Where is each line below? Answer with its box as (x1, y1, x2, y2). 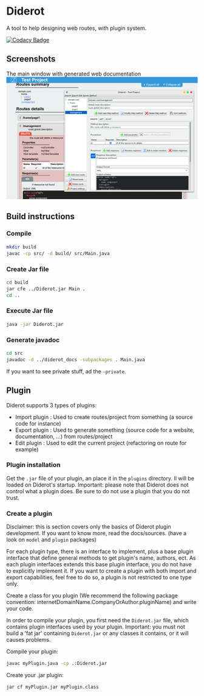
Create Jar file (6, 265, 50, 273)
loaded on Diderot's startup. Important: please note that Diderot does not (6, 481, 189, 488)
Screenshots (6, 54, 56, 65)
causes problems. (6, 636, 51, 644)
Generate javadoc (6, 336, 60, 344)
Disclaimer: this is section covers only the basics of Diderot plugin (6, 523, 171, 530)
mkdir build (6, 244, 36, 250)
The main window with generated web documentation (6, 70, 141, 77)
